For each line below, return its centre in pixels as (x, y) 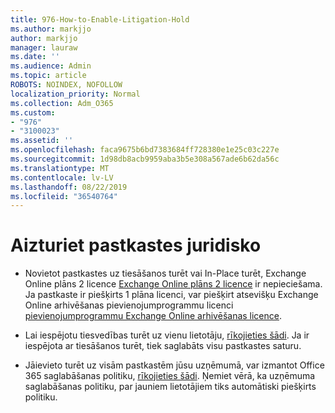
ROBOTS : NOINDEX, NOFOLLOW (66, 85)
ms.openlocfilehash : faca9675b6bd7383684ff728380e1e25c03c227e (145, 150)
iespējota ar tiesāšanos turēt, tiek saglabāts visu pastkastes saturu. (163, 346)
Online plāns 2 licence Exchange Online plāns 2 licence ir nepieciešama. (173, 284)
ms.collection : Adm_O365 (62, 103)
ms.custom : (33, 112)
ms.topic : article (48, 76)
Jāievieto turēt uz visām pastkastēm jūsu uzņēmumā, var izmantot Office (174, 365)
